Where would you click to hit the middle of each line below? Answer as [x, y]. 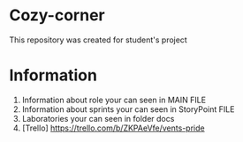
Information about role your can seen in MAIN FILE [114, 100]
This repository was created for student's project [98, 40]
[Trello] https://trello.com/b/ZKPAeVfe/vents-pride [113, 128]
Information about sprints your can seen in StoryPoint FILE [128, 109]
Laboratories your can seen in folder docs [98, 118]
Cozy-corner [57, 15]
